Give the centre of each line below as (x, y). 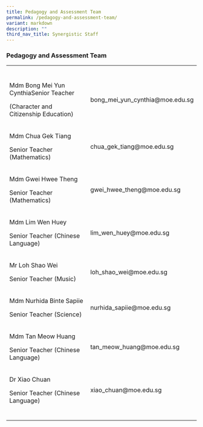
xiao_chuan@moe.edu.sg (126, 390)
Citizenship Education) (41, 114)
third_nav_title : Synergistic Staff (52, 34)
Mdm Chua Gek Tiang (40, 136)
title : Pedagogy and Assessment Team (54, 12)
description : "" (27, 29)
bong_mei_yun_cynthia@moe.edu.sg (142, 100)
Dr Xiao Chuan (30, 380)
